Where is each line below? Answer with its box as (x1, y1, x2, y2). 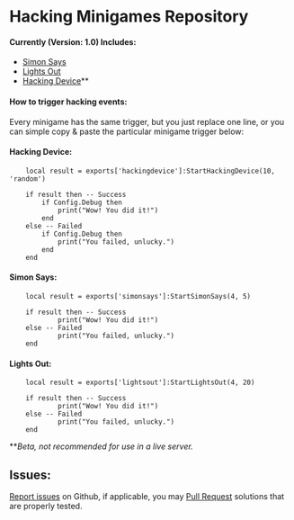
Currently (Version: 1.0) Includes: (9, 36, 137, 47)
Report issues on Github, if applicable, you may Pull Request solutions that (9, 491, 285, 502)
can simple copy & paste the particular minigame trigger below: (9, 126, 245, 137)
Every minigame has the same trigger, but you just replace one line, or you (9, 116, 285, 127)
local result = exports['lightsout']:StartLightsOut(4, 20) (25, 378, 255, 388)
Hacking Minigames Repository (9, 6, 249, 27)
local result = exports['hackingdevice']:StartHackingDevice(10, (25, 166, 276, 175)
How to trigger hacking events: (9, 96, 128, 107)
